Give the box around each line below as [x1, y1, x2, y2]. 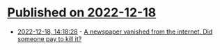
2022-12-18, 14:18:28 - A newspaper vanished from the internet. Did [17, 27, 213, 36]
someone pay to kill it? [17, 34, 82, 42]
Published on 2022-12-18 [7, 5, 157, 21]
